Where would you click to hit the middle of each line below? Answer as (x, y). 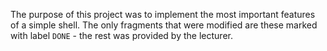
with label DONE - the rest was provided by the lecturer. (121, 35)
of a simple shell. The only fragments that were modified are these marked (164, 25)
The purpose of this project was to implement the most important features (163, 14)
